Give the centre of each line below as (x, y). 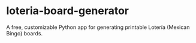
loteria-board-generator (68, 11)
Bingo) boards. (25, 33)
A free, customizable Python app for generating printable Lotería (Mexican (98, 27)
